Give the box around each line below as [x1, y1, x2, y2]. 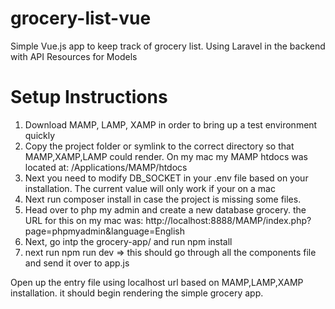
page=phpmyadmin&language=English [24, 225, 186, 237]
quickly [24, 129, 56, 141]
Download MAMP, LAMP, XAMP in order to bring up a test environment [24, 118, 318, 131]
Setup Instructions [10, 86, 168, 109]
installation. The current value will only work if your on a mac [24, 182, 276, 194]
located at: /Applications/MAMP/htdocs [24, 161, 188, 173]
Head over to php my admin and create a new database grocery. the [24, 203, 307, 216]
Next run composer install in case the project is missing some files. [24, 193, 302, 205]
